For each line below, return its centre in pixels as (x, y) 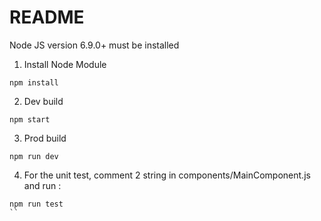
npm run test (36, 204)
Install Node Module (65, 64)
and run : (42, 185)
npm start (30, 119)
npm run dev (34, 156)
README (47, 17)
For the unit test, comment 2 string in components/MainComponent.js (167, 175)
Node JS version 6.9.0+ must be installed (94, 45)
